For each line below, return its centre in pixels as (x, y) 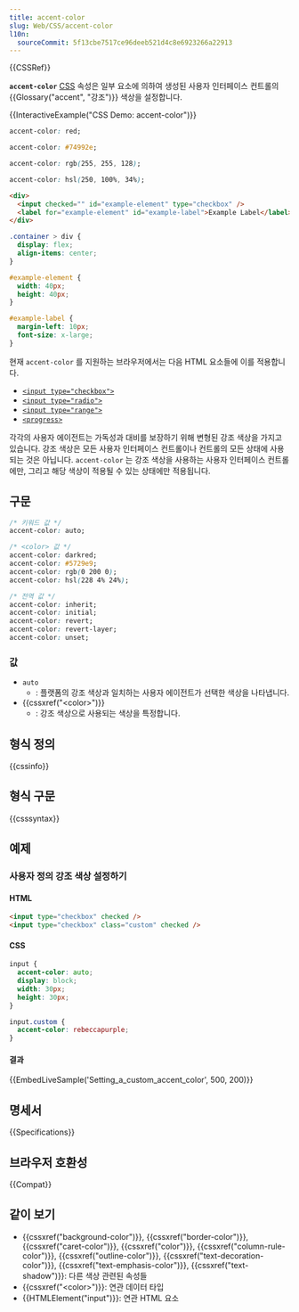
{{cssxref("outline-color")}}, (110, 1255)
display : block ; (47, 981)
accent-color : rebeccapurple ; (73, 1030)
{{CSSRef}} (30, 68)
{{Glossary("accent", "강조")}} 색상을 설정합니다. (96, 97)
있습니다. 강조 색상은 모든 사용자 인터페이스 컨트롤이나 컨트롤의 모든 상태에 (139, 448)
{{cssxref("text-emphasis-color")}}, (124, 1265)
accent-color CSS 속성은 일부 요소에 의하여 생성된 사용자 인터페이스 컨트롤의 (144, 86)
